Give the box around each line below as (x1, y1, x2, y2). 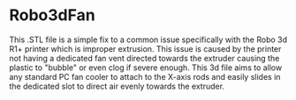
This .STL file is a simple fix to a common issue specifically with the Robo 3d (9, 34, 288, 45)
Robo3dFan (9, 5, 95, 25)
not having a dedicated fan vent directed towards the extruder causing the (9, 53, 280, 63)
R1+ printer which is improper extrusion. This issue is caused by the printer (9, 43, 282, 54)
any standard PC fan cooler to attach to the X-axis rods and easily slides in (9, 71, 281, 82)
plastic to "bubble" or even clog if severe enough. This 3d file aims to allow (9, 62, 283, 73)
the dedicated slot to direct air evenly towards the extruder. (9, 81, 225, 91)
